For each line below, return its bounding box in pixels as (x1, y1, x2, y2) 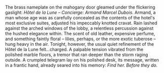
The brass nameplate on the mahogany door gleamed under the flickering (5, 4, 156, 10)
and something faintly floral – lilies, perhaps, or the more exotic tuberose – (5, 36, 156, 42)
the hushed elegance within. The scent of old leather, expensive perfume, (5, 31, 156, 36)
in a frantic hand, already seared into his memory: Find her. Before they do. (5, 62, 158, 68)
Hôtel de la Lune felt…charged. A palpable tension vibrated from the (5, 47, 144, 52)
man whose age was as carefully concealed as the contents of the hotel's (5, 15, 155, 20)
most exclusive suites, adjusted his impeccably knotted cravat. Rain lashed (5, 20, 157, 26)
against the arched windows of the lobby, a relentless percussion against (5, 25, 154, 31)
